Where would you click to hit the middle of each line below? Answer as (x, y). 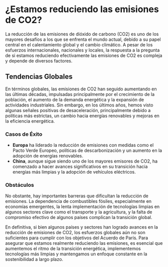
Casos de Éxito (24, 134)
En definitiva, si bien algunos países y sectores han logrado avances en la (82, 227)
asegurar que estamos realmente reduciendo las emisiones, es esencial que (84, 243)
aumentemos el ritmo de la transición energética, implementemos (73, 249)
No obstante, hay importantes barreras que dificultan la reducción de (77, 196)
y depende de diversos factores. (39, 61)
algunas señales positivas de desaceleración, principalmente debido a (78, 110)
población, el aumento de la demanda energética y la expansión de (75, 99)
